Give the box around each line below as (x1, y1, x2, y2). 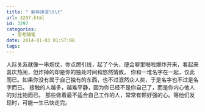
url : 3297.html (6, 15, 45, 21)
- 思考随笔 (12, 32, 36, 38)
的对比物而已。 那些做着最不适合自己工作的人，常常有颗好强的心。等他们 (6, 91, 190, 99)
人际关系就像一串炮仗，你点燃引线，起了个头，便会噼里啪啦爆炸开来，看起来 (6, 61, 199, 68)
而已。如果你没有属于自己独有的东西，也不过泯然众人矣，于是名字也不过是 (6, 76, 193, 83)
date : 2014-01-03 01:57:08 (6, 37, 75, 43)
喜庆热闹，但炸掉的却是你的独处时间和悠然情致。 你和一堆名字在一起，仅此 (6, 68, 195, 75)
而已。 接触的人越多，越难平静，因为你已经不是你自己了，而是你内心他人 (11, 83, 195, 91)
